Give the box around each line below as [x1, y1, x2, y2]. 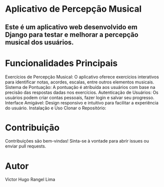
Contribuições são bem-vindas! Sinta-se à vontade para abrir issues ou [5, 138, 149, 144]
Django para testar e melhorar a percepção [5, 30, 139, 39]
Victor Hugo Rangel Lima [5, 177, 55, 183]
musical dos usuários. [5, 38, 74, 46]
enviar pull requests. [5, 143, 47, 149]
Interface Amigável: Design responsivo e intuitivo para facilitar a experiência [5, 100, 159, 105]
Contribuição [5, 122, 60, 133]
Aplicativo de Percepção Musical [5, 3, 142, 15]
